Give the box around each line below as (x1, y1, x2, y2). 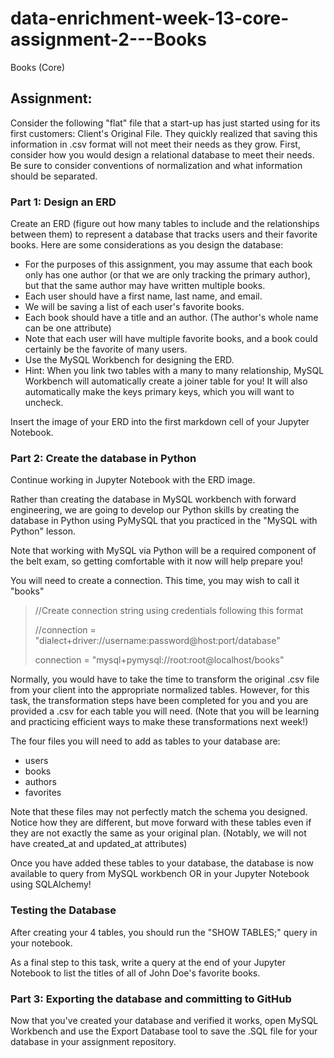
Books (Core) (10, 61, 65, 73)
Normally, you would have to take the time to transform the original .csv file (10, 673, 320, 686)
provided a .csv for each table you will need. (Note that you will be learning (10, 705, 320, 717)
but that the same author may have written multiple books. (24, 280, 266, 292)
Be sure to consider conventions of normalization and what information (10, 159, 303, 171)
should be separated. (10, 170, 98, 182)
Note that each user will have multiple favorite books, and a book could (24, 333, 318, 345)
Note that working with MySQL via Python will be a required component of (10, 545, 317, 557)
